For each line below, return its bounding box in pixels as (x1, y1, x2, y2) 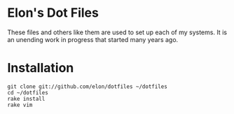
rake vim (7, 101, 33, 108)
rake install (7, 95, 46, 102)
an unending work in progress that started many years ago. (7, 35, 179, 43)
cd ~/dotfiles (7, 89, 49, 96)
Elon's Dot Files (7, 5, 99, 21)
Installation (7, 60, 74, 76)
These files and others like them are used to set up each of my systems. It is (7, 28, 228, 36)
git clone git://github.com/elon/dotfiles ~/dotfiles (7, 83, 168, 90)
